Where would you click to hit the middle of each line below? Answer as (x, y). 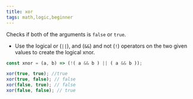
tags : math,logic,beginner (40, 17)
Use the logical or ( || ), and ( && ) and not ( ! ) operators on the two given (101, 46)
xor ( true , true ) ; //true (37, 74)
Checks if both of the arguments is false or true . (66, 34)
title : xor (20, 12)
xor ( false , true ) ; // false (41, 85)
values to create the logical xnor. (55, 52)
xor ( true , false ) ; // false (41, 79)
